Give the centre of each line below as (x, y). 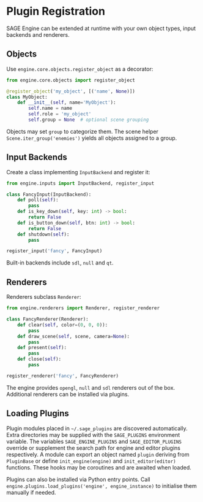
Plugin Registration (56, 11)
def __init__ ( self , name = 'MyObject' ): (67, 102)
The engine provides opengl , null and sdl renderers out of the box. (91, 387)
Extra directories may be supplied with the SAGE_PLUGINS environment (93, 434)
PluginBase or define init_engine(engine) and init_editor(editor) (91, 461)
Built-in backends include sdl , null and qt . (60, 263)
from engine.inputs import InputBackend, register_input (80, 183)
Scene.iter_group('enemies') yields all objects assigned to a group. (92, 138)
